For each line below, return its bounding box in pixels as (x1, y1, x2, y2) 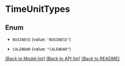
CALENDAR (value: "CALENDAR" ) (12, 46, 71, 52)
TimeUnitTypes (5, 3, 70, 15)
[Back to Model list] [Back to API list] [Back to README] (5, 56, 120, 62)
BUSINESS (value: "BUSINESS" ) (12, 36, 71, 42)
